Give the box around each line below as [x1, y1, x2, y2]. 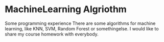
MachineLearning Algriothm [5, 4, 127, 15]
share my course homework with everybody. [5, 31, 99, 37]
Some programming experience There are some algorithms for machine [5, 20, 156, 26]
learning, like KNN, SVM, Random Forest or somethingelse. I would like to [5, 25, 159, 31]
